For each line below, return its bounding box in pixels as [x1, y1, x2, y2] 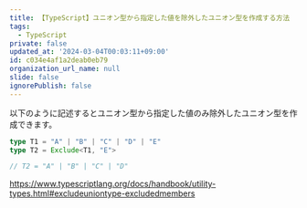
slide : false [9, 73, 59, 82]
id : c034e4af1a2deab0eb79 [9, 56, 108, 65]
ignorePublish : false [9, 81, 92, 90]
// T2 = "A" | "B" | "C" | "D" [9, 161, 129, 172]
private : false [9, 38, 68, 48]
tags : [9, 22, 30, 31]
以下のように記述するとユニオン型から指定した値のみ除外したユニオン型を [9, 107, 290, 119]
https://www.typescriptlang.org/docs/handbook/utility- [9, 179, 217, 190]
